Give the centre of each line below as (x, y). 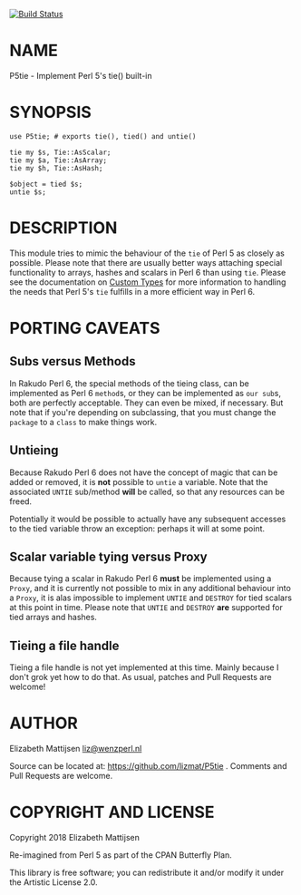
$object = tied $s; (46, 184)
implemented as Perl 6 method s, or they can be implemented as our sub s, (145, 393)
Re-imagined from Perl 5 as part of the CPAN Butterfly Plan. (121, 855)
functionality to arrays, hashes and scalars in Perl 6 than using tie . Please (148, 272)
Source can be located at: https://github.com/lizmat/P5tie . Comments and (148, 766)
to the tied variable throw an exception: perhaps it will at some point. (137, 528)
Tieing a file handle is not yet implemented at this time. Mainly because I (144, 667)
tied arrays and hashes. (53, 618)
